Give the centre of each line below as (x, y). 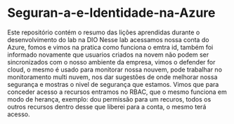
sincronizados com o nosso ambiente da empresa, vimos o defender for (111, 62)
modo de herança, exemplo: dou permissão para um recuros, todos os (109, 99)
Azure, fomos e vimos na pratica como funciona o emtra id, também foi (110, 47)
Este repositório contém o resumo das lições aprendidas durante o (104, 32)
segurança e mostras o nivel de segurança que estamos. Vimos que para (113, 84)
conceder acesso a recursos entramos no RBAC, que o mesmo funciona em (117, 92)
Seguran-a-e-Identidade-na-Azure (111, 13)
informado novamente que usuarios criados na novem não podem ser (108, 55)
